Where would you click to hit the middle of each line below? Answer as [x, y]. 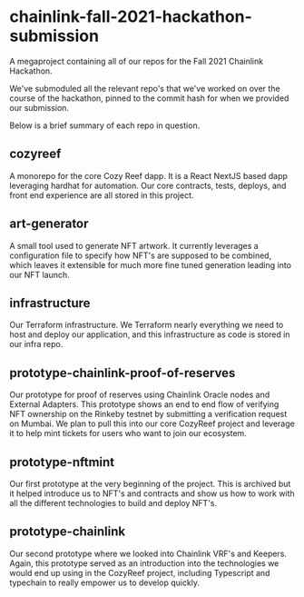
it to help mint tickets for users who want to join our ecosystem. [128, 433]
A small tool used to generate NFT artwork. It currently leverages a [134, 245]
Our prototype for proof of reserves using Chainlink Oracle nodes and [140, 395]
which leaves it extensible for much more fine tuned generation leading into [151, 264]
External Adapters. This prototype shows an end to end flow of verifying [144, 404]
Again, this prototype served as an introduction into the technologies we [144, 563]
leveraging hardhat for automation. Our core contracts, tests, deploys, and [148, 185]
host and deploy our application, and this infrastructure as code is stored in [150, 334]
